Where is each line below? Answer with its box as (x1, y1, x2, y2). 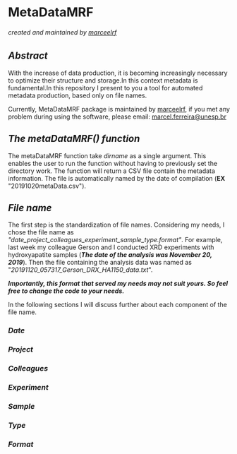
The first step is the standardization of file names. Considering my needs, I (8, 220, 225, 229)
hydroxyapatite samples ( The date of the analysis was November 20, (8, 251, 212, 259)
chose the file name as (8, 228, 74, 237)
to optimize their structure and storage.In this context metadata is (8, 76, 198, 85)
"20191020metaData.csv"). (8, 181, 87, 190)
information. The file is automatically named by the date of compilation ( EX (8, 174, 225, 182)
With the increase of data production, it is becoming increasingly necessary (8, 68, 228, 77)
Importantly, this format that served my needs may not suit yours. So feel (8, 280, 229, 288)
